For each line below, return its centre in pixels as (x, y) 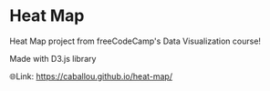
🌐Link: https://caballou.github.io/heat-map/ (91, 76)
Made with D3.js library (53, 58)
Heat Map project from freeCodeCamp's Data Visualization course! (135, 41)
